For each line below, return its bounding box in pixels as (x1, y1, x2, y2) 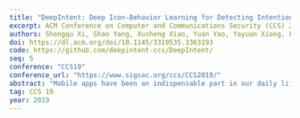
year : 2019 (9, 95, 50, 105)
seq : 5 (9, 54, 34, 63)
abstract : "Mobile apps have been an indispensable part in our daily (9, 79, 278, 88)
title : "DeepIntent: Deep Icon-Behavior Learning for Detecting (9, 12, 254, 22)
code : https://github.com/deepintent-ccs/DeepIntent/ (9, 46, 214, 55)
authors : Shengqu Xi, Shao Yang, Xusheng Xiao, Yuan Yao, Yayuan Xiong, (9, 29, 286, 38)
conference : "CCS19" (9, 63, 87, 72)
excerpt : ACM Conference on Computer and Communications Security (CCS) (9, 21, 286, 30)
